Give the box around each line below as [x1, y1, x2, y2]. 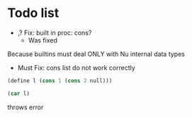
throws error [7, 103, 44, 111]
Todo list [7, 5, 60, 21]
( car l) [7, 90, 30, 97]
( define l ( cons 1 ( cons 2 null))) [7, 77, 113, 84]
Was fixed [28, 35, 58, 44]
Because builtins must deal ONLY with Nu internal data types [7, 50, 186, 58]
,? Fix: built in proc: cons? [17, 28, 92, 37]
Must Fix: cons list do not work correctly [17, 63, 136, 72]
